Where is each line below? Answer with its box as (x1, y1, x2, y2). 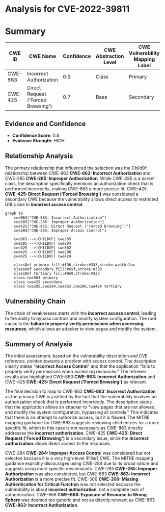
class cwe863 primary (14, 275, 58, 280)
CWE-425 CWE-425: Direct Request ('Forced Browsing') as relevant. (5, 379, 147, 385)
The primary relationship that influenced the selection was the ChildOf (5, 165, 147, 171)
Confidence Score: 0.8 (12, 132, 59, 138)
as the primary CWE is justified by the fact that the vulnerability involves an (5, 394, 157, 400)
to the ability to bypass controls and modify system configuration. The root (5, 315, 156, 321)
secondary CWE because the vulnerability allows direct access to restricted (5, 196, 159, 202)
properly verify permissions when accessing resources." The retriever (5, 369, 147, 375)
